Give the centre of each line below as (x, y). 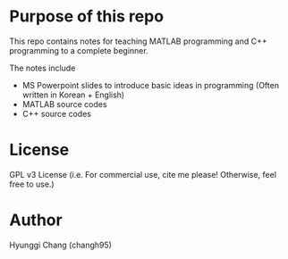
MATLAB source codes (64, 104)
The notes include (42, 68)
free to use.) (32, 184)
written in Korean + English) (73, 95)
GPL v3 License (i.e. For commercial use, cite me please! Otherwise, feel (143, 174)
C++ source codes (57, 113)
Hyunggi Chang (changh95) (60, 245)
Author (36, 220)
